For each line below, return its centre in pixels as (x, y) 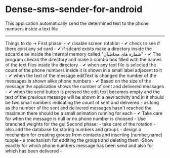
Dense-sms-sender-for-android (74, 9)
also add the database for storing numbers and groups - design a (73, 129)
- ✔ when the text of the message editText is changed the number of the (81, 75)
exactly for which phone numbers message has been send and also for (79, 145)
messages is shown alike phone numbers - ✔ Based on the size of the (78, 81)
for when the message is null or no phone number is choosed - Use (75, 118)
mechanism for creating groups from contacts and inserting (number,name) (84, 135)
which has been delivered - (34, 151)
